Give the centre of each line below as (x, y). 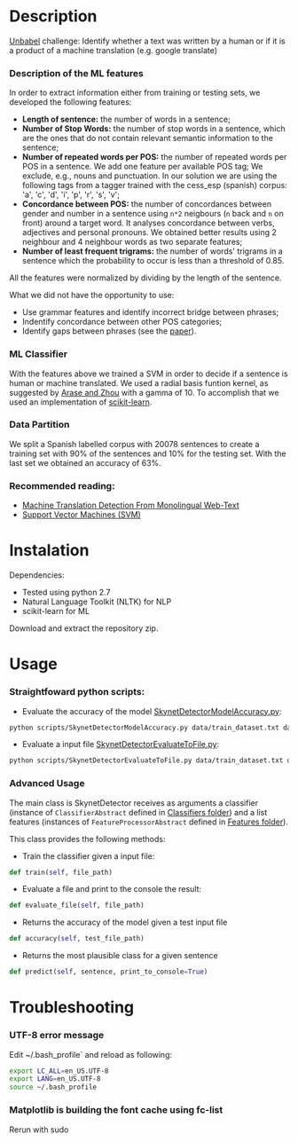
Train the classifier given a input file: (88, 856)
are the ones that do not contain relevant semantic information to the (147, 138)
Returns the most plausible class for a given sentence (120, 956)
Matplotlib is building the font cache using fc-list (116, 1110)
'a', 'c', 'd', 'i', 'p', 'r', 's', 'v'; (71, 195)
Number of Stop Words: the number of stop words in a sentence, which (153, 129)
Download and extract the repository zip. (84, 628)
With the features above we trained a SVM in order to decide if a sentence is (149, 374)
